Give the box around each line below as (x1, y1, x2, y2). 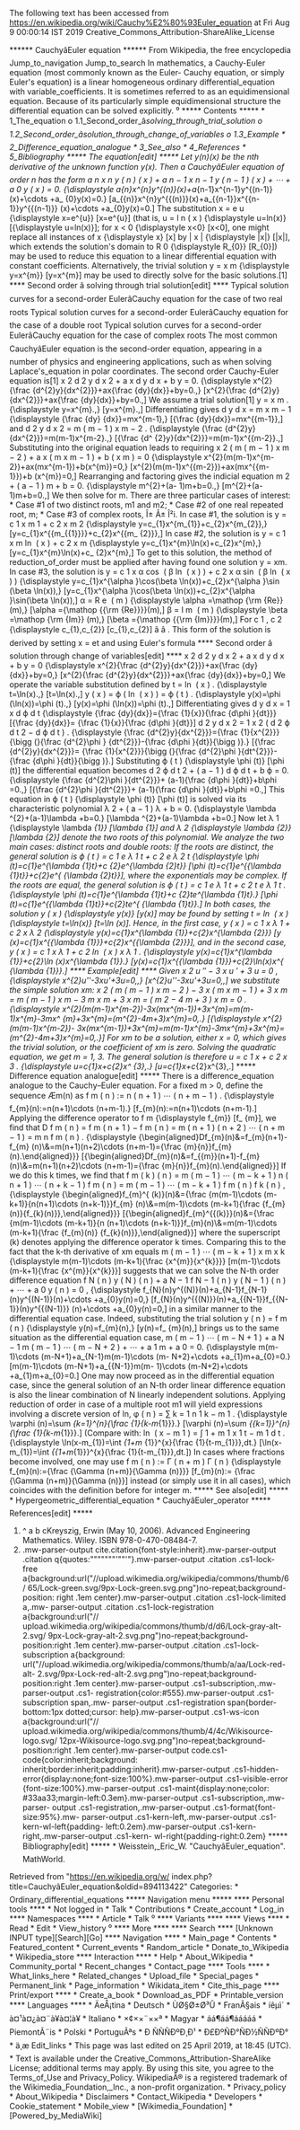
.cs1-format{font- (211, 1802, 276, 1813)
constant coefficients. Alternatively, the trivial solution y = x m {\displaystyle (9, 261, 289, 270)
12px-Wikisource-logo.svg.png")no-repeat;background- (59, 1736, 266, 1746)
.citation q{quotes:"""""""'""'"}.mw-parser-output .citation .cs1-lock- (21, 1554, 276, 1564)
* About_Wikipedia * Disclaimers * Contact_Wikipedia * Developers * (9, 2091, 262, 2101)
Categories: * (189, 1881, 239, 1892)
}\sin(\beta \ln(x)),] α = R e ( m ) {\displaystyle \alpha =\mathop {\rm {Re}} (9, 595, 284, 605)
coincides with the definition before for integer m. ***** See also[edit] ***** (9, 1485, 289, 1495)
